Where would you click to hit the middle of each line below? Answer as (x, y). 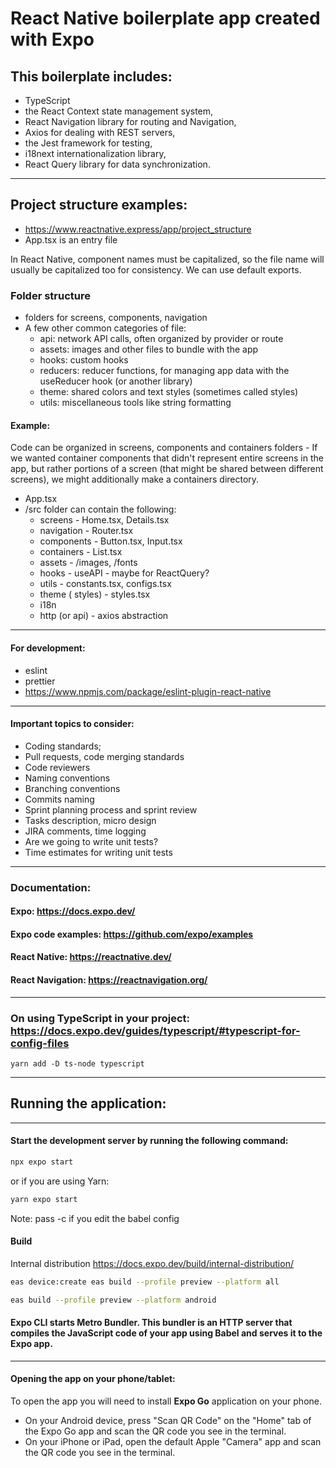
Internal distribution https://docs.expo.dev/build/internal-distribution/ (152, 1263)
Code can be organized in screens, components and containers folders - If (164, 448)
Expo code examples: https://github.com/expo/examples (132, 934)
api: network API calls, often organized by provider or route (161, 339)
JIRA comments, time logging (85, 831)
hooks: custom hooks (84, 360)
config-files (40, 1043)
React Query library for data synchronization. (117, 164)
